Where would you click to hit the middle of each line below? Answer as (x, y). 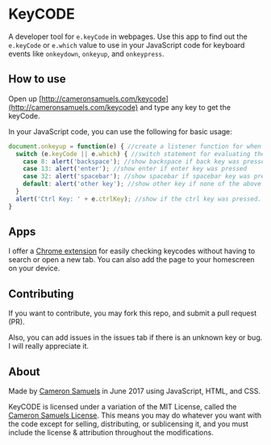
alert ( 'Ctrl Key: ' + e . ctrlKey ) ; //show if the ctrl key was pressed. (139, 199)
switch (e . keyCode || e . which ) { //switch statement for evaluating (133, 154)
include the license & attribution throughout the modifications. (111, 433)
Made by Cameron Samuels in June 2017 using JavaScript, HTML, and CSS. (134, 391)
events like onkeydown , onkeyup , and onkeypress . (86, 53)
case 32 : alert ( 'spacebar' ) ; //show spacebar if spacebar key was (137, 176)
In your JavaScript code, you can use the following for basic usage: (120, 131)
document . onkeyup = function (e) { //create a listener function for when (135, 146)
